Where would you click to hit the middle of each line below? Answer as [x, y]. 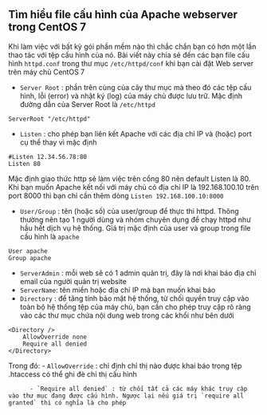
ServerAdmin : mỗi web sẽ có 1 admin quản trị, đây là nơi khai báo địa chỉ [138, 273]
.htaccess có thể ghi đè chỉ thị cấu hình [73, 374]
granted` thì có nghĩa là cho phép [67, 403]
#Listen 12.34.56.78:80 [48, 156]
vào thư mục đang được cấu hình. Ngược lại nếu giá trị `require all [126, 396]
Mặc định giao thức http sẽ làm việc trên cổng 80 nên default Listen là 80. [130, 178]
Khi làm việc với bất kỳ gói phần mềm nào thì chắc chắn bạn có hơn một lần [132, 46]
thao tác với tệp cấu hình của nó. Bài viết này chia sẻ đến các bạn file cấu [129, 55]
